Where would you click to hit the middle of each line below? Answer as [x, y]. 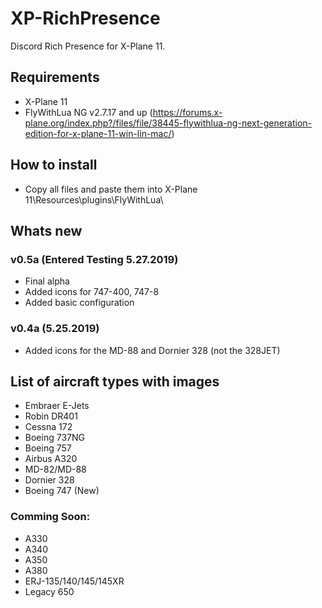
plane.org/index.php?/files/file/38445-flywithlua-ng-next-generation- [168, 123]
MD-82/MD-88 [55, 469]
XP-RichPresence [85, 18]
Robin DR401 [51, 416]
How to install [54, 165]
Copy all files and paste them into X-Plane [111, 189]
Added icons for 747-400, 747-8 [92, 292]
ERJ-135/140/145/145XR [74, 581]
